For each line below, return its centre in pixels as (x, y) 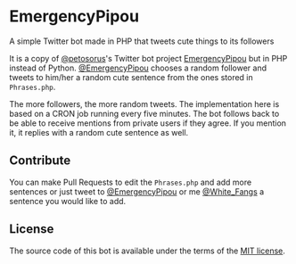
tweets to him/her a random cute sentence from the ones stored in (132, 77)
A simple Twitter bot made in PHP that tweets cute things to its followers (142, 41)
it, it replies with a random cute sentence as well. (99, 132)
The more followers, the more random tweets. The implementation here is (144, 103)
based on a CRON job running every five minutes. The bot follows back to (144, 113)
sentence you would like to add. (68, 201)
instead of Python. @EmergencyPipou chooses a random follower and (138, 68)
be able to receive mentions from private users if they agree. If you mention (148, 123)
